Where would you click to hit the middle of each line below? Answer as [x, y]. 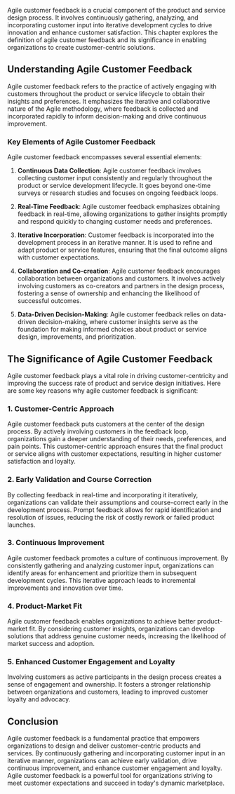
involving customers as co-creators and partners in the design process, [121, 286]
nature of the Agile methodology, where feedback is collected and [103, 109]
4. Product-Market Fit [45, 606]
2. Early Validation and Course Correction [80, 480]
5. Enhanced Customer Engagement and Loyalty [91, 662]
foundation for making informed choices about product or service [112, 330]
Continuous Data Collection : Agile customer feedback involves [109, 170]
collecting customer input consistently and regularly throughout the [115, 178]
